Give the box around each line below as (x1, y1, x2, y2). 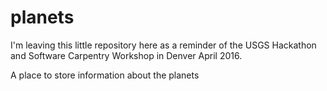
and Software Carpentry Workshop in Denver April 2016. (10, 49, 243, 61)
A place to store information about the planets (10, 69, 200, 81)
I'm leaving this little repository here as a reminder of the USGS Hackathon (10, 39, 317, 51)
